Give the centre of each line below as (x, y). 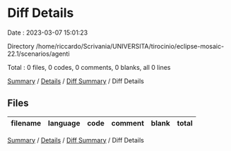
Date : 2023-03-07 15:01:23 (48, 32)
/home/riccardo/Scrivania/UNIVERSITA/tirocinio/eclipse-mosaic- (130, 46)
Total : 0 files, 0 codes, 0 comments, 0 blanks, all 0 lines (89, 67)
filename (26, 123)
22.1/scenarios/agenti (38, 54)
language (64, 123)
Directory (21, 46)
